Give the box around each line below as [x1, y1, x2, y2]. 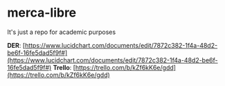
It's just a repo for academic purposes [7, 28, 116, 36]
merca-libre [7, 5, 77, 21]
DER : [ [7, 41, 26, 49]
